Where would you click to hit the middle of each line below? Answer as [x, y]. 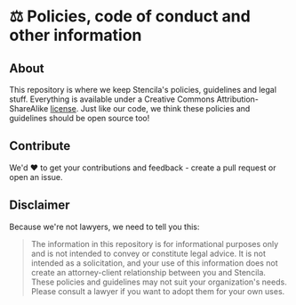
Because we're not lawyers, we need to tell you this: [104, 227]
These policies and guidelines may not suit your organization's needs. [159, 282]
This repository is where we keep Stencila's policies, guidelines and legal [143, 90]
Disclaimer [40, 206]
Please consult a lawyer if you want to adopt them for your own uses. [158, 291]
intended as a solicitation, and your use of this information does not [154, 263]
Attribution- [238, 99]
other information [76, 35]
